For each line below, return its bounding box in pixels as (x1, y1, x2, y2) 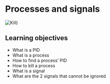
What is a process (12, 52, 50, 58)
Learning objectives (5, 34, 68, 42)
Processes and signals (5, 3, 100, 15)
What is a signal (12, 68, 45, 74)
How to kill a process (12, 62, 55, 68)
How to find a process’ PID (12, 57, 67, 63)
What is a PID (12, 47, 40, 53)
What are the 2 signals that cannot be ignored (12, 73, 106, 79)
